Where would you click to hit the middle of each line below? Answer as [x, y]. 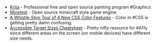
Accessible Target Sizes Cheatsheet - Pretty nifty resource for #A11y [78, 28]
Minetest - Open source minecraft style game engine [63, 12]
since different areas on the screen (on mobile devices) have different [80, 33]
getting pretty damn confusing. [41, 22]
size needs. [21, 38]
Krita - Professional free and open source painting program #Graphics [80, 7]
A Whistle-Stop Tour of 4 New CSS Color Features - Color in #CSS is [79, 17]
